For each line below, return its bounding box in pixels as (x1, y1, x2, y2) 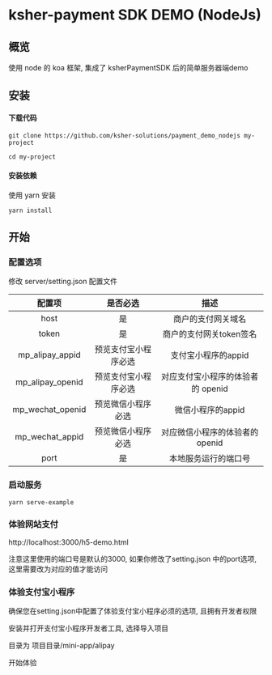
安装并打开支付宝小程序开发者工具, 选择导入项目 (8, 623, 168, 633)
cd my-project (8, 152, 57, 161)
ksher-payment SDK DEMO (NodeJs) (8, 6, 261, 24)
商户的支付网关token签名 (162, 329, 257, 340)
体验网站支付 (8, 518, 59, 529)
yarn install (8, 206, 53, 214)
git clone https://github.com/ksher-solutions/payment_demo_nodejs (8, 131, 241, 139)
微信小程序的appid (174, 405, 245, 416)
